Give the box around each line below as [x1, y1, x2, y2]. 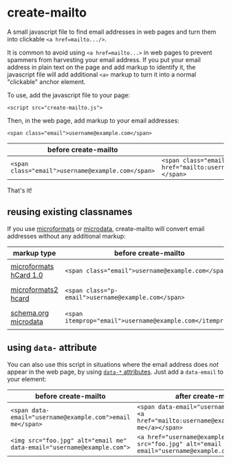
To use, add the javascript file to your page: [7, 91, 131, 99]
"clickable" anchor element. [7, 77, 86, 85]
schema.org [10, 308, 49, 318]
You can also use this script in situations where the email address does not [7, 360, 219, 368]
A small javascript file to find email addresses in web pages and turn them [7, 28, 217, 36]
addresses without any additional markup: [7, 232, 126, 240]
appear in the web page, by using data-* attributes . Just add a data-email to [7, 367, 223, 376]
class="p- [85, 286, 118, 294]
